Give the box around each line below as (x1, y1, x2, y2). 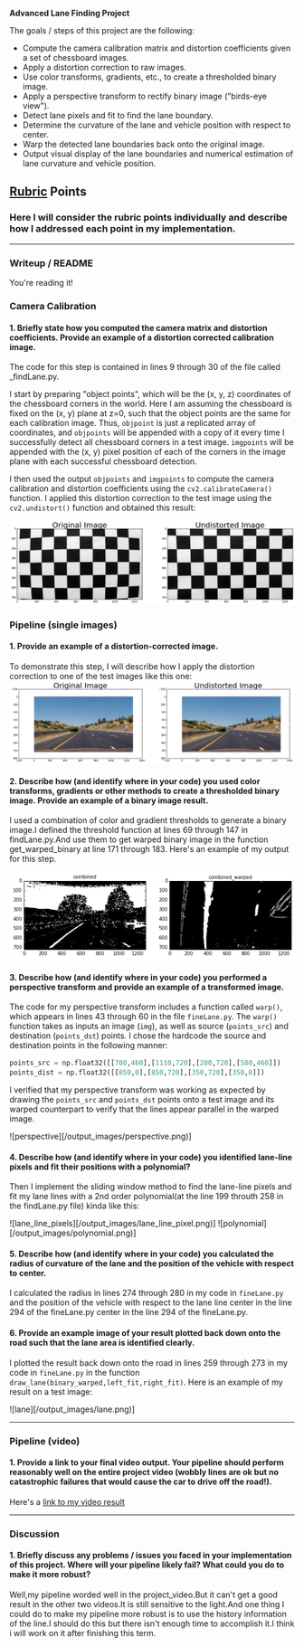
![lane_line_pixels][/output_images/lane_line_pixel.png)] (9, 1218, 216, 1229)
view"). (22, 100, 50, 111)
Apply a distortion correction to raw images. (22, 62, 187, 72)
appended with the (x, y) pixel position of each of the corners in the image (9, 447, 287, 458)
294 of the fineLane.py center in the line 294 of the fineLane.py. (9, 1307, 249, 1318)
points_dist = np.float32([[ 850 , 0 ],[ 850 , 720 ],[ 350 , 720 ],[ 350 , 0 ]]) (9, 1068, 265, 1077)
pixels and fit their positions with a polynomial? (9, 1161, 191, 1172)
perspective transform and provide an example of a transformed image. (9, 981, 285, 992)
